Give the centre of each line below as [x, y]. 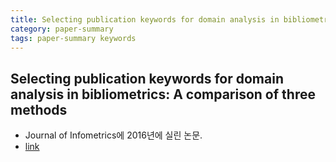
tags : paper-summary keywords [73, 38]
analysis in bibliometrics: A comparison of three [163, 94]
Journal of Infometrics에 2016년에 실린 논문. [113, 135]
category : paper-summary [62, 29]
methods [39, 109]
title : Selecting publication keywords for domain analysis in [145, 19]
